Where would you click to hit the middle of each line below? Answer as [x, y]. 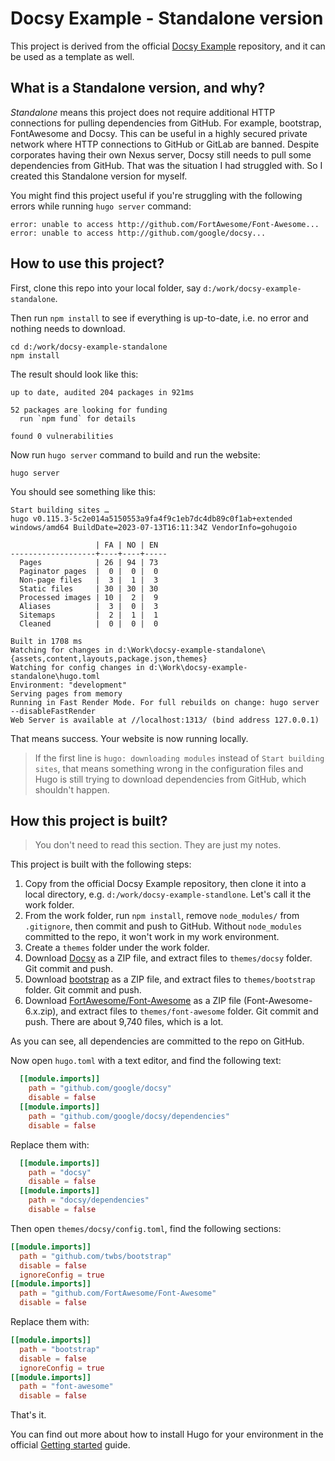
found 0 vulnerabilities [62, 436]
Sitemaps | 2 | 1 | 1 [89, 615]
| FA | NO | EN [127, 545]
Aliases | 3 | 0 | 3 [89, 606]
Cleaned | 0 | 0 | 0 [89, 623]
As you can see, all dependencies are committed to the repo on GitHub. [157, 1041]
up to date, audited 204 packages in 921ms [102, 392]
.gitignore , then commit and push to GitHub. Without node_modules [163, 926]
